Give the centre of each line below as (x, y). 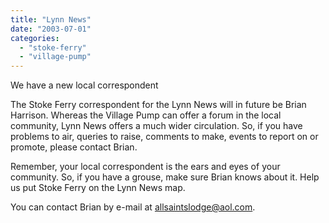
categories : (35, 38)
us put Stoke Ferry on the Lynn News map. (98, 188)
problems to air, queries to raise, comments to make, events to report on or (164, 137)
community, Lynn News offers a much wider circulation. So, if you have (156, 126)
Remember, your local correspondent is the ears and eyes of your (145, 167)
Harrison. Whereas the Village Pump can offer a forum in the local (146, 115)
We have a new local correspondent (84, 85)
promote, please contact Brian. (74, 147)
